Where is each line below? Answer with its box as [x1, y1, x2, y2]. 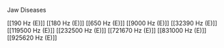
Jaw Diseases [7, 6, 46, 14]
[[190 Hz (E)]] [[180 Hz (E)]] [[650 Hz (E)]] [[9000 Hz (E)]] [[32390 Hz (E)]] [7, 19, 217, 27]
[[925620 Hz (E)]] [7, 34, 57, 42]
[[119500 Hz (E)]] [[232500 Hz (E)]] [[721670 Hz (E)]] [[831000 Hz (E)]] [7, 27, 207, 34]
